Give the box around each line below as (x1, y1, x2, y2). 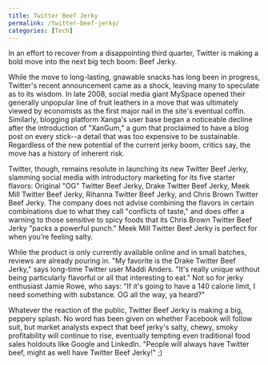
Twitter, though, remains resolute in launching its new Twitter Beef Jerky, (8, 165, 249, 174)
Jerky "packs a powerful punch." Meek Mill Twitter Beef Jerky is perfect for (8, 224, 258, 233)
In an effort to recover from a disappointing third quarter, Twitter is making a (8, 49, 258, 58)
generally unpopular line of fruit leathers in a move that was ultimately (8, 97, 238, 108)
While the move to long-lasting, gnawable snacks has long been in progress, (8, 73, 261, 82)
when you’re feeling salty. (8, 232, 94, 242)
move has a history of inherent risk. (8, 149, 126, 158)
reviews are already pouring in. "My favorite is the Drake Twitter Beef (8, 256, 236, 266)
